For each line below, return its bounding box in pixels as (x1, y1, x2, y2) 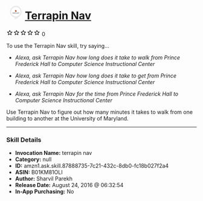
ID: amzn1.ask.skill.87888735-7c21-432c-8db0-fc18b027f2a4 (14, 162, 169, 170)
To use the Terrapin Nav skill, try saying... (6, 42, 110, 49)
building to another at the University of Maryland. (6, 114, 129, 122)
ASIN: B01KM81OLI (14, 169, 63, 176)
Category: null (14, 156, 52, 163)
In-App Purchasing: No (14, 188, 74, 196)
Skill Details (6, 136, 42, 144)
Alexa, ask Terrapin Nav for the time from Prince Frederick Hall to (14, 90, 179, 97)
